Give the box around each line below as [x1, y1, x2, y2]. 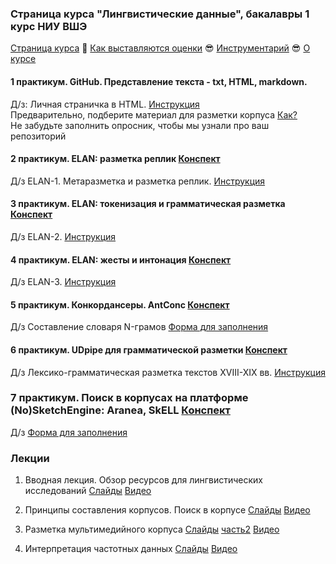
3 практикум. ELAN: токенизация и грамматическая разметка [10, 198, 286, 210]
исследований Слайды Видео [24, 485, 152, 497]
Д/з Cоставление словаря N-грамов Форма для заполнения [10, 321, 269, 333]
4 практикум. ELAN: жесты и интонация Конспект [10, 253, 232, 266]
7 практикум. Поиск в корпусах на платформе [10, 391, 249, 405]
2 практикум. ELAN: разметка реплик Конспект [10, 153, 221, 165]
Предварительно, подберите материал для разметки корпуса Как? [10, 108, 298, 121]
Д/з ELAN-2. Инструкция [10, 230, 117, 242]
